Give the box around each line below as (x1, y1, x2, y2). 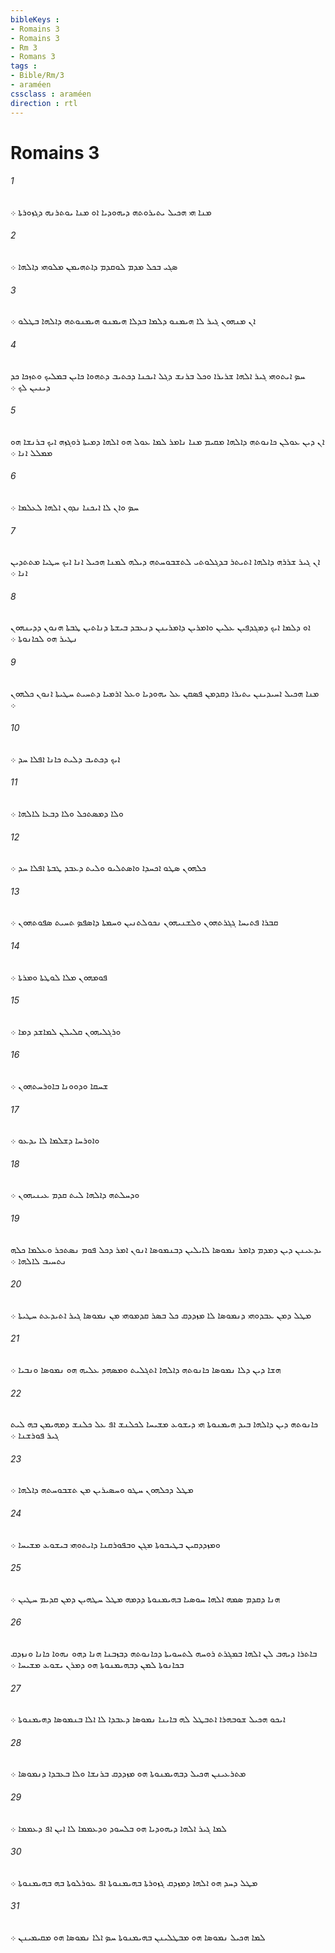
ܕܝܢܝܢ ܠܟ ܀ (10, 381, 51, 393)
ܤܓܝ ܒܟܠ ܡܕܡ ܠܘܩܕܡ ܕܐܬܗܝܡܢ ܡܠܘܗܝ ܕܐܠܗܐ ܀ (10, 261, 178, 273)
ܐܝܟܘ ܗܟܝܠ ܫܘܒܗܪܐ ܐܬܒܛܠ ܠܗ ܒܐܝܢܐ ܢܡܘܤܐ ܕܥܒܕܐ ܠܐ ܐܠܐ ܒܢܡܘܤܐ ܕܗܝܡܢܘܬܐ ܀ (10, 1713, 286, 1725)
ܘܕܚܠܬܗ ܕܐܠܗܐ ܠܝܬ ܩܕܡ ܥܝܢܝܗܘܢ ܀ (10, 1189, 140, 1201)
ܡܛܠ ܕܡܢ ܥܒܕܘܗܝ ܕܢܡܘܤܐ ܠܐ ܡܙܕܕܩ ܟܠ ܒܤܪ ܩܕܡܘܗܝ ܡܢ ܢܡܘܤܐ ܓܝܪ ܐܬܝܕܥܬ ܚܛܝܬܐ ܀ (10, 1309, 312, 1321)
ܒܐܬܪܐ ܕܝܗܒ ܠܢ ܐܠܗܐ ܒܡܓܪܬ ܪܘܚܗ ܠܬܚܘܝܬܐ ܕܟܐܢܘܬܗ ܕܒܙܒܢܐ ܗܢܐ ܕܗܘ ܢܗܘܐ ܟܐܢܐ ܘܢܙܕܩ (10, 1647, 318, 1659)
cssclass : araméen (10, 89, 92, 99)
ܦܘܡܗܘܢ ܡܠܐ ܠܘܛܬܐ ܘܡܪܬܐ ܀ (10, 971, 108, 983)
